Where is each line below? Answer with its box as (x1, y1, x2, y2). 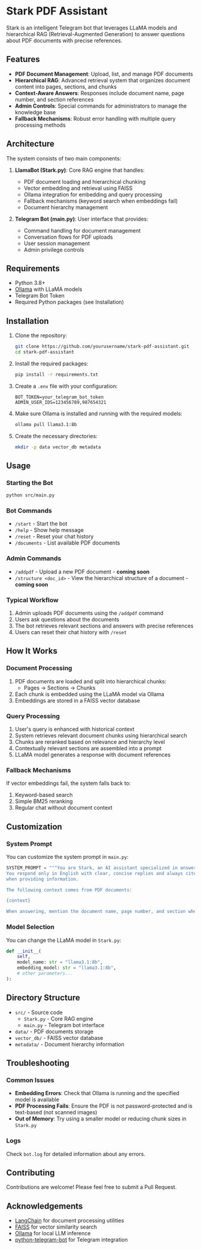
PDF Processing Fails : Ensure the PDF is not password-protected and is (14, 1102, 193, 1110)
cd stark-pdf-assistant (14, 349, 75, 355)
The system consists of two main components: (6, 154, 121, 162)
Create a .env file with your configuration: (14, 382, 118, 389)
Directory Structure (6, 993, 81, 1003)
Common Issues (6, 1076, 55, 1084)
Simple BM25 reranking (14, 798, 73, 805)
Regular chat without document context (14, 804, 112, 811)
